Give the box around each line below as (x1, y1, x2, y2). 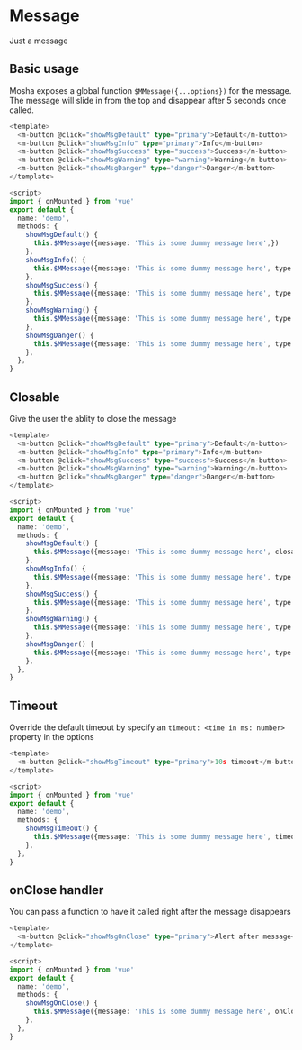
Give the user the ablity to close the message (9, 413, 177, 424)
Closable (9, 389, 60, 405)
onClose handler (9, 882, 104, 898)
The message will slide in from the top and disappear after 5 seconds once (9, 95, 287, 105)
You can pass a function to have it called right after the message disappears (9, 907, 291, 918)
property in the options (9, 732, 94, 743)
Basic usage (9, 61, 79, 77)
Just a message (9, 35, 68, 46)
